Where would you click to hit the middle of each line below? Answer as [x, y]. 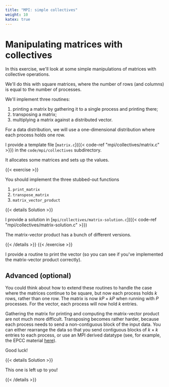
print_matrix [26, 190]
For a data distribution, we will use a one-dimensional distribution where [80, 130]
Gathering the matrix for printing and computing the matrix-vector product [82, 314]
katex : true [18, 19]
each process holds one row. [35, 135]
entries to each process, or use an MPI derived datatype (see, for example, [83, 335]
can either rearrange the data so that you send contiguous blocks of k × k [82, 330]
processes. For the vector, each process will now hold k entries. [71, 304]
